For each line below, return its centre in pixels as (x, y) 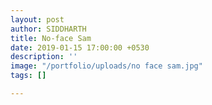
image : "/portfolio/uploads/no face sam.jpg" (106, 66)
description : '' (44, 57)
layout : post (37, 19)
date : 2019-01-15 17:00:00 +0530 (80, 47)
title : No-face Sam (51, 38)
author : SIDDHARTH (48, 29)
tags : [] (28, 76)
